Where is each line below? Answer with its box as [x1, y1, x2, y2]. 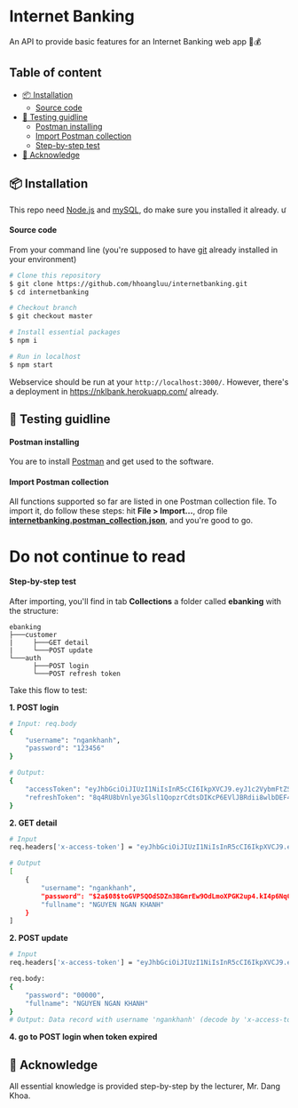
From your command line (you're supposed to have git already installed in [9, 244, 278, 255]
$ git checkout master [9, 312, 93, 321]
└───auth [9, 653, 42, 663]
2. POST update [9, 933, 68, 944]
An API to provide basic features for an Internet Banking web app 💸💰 [9, 36, 262, 46]
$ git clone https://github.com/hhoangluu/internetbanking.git [9, 279, 248, 288]
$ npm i [9, 336, 38, 346]
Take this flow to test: [9, 684, 88, 695]
